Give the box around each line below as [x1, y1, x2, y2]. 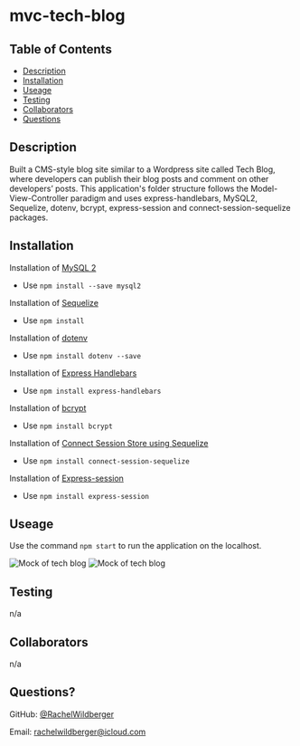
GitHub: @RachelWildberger [9, 708, 115, 720]
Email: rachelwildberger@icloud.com [9, 726, 146, 737]
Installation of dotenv [9, 332, 89, 343]
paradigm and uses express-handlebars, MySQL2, [70, 192, 258, 204]
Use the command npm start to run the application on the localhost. [9, 540, 262, 551]
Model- [249, 183, 278, 194]
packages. [9, 212, 49, 223]
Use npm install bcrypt [22, 420, 113, 431]
